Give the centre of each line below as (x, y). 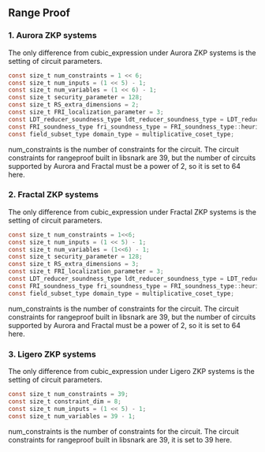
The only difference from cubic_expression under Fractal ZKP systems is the (132, 211)
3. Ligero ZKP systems (52, 354)
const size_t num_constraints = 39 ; (68, 394)
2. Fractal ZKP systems (53, 195)
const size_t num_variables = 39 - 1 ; (72, 416)
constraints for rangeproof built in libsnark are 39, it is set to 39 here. (120, 439)
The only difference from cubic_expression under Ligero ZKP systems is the (131, 372)
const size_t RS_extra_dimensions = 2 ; (74, 105)
